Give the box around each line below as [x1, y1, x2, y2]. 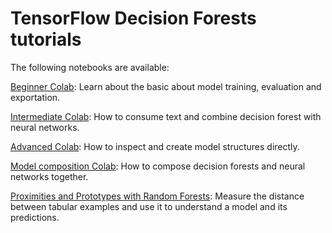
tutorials [10, 28, 82, 51]
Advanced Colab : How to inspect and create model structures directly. [10, 140, 300, 152]
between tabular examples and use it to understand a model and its [10, 200, 288, 212]
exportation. [10, 91, 61, 103]
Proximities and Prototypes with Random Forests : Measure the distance [10, 190, 305, 202]
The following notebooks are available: [10, 61, 170, 73]
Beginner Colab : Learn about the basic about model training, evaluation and [10, 80, 322, 92]
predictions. [10, 211, 60, 223]
